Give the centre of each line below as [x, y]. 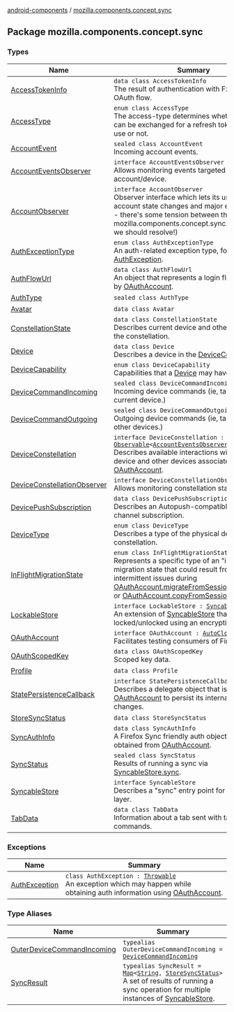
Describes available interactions [166, 452]
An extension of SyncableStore [164, 614]
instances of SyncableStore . [169, 999]
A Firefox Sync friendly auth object [171, 736]
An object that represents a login [167, 277]
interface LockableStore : [158, 606]
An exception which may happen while [128, 883]
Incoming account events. [156, 152]
